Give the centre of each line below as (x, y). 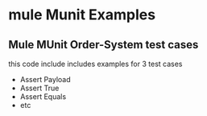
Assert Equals (43, 97)
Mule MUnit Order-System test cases (103, 45)
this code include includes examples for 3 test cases (95, 64)
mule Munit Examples (82, 15)
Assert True (39, 88)
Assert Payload (45, 79)
